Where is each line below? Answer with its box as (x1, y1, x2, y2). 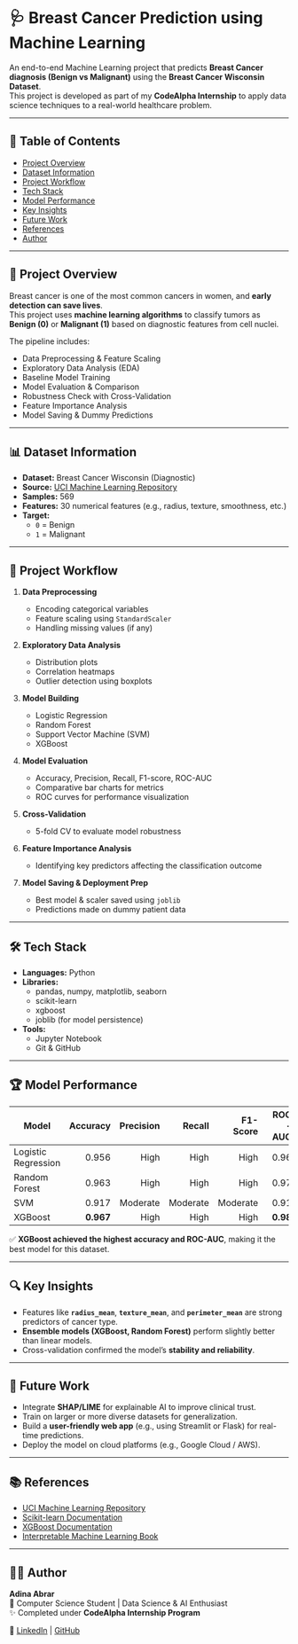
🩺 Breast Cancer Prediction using (9, 8, 263, 28)
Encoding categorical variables (35, 604, 149, 615)
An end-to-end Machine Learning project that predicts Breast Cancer (9, 62, 263, 73)
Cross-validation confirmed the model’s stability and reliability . (21, 1344, 255, 1355)
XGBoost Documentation (21, 1522, 113, 1532)
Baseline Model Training (21, 372, 111, 382)
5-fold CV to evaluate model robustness (35, 826, 182, 837)
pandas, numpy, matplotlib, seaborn (35, 986, 167, 997)
